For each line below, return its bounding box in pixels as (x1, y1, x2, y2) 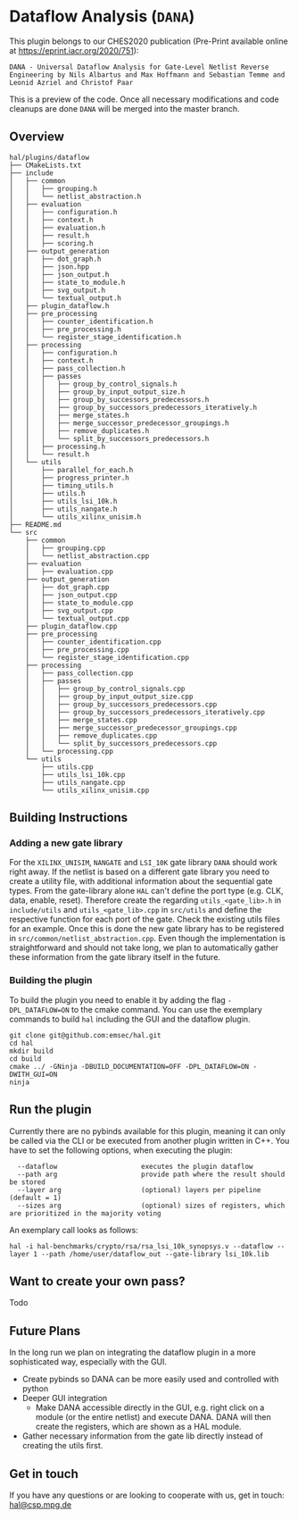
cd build (9, 1054, 42, 1064)
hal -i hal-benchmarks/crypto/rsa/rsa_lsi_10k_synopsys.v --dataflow (9, 1241, 274, 1251)
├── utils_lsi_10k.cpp (41, 770, 126, 779)
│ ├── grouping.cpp (25, 543, 105, 553)
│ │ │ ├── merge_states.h (9, 411, 129, 420)
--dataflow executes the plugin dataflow (17, 1162, 253, 1171)
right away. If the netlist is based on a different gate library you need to (9, 866, 270, 877)
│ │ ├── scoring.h (9, 238, 94, 247)
